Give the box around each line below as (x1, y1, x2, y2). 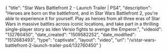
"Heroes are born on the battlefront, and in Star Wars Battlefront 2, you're (5, 10, 158, 16)
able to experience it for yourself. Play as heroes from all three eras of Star (5, 16, 160, 21)
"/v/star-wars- (127, 37, 157, 43)
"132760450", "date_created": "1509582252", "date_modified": (5, 32, 136, 37)
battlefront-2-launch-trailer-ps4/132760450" (5, 42, 98, 48)
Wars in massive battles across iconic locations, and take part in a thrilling (5, 21, 159, 27)
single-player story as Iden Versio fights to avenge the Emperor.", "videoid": (5, 26, 162, 32)
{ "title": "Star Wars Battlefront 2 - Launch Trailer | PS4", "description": (5, 5, 152, 11)
